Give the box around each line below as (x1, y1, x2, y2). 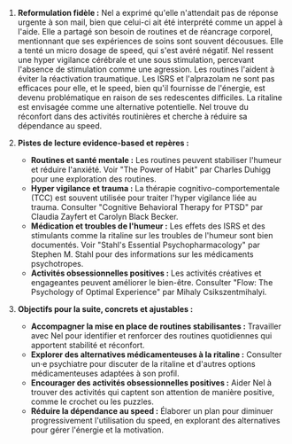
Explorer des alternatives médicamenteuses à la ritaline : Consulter (30, 349, 282, 360)
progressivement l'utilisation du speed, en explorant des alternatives (30, 416, 280, 425)
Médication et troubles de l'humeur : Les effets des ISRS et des (30, 221, 265, 231)
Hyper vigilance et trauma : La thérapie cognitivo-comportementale (30, 183, 280, 193)
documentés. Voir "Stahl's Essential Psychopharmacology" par (30, 239, 261, 250)
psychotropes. (30, 259, 84, 269)
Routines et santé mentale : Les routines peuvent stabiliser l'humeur (30, 155, 282, 165)
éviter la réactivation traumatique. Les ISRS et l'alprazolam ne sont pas (17, 74, 275, 83)
